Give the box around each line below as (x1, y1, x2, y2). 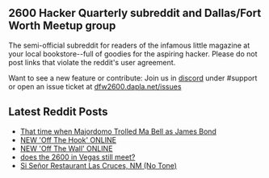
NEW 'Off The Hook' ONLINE (19, 135, 117, 144)
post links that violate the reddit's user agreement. (8, 57, 176, 67)
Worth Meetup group (8, 19, 116, 33)
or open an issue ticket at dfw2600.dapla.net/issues (8, 81, 182, 91)
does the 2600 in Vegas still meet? (19, 152, 136, 162)
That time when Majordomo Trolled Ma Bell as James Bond (19, 126, 216, 136)
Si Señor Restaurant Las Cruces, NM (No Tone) (19, 160, 178, 170)
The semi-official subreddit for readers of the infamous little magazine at (8, 40, 250, 50)
